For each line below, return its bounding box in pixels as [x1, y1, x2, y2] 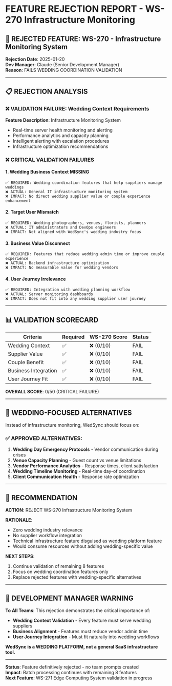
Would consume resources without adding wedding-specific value [12, 543, 153, 549]
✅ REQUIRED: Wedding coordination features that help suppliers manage [5, 180, 162, 185]
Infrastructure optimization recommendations [12, 143, 109, 149]
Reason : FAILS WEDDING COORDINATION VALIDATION [5, 67, 122, 73]
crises [12, 452, 26, 458]
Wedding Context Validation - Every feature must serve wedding [12, 617, 151, 623]
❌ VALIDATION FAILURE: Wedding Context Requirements [5, 105, 149, 112]
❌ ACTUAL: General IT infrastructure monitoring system [5, 189, 128, 194]
